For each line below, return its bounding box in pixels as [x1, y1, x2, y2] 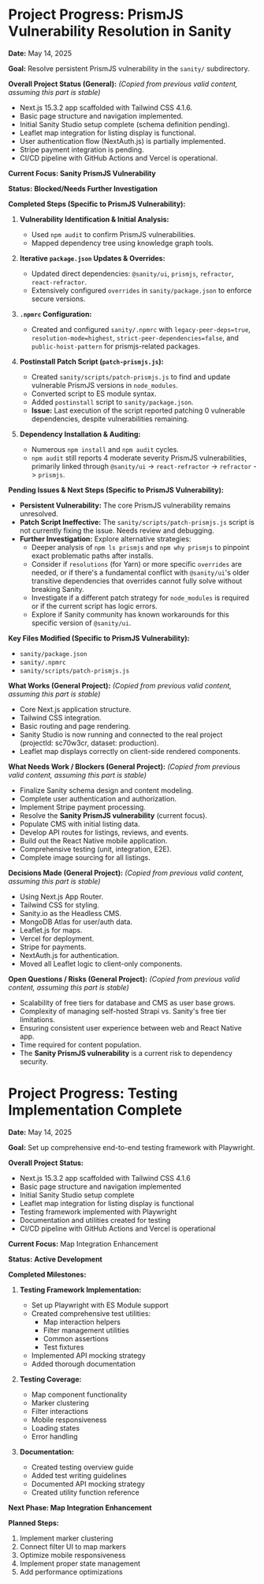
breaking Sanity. [31, 584, 84, 594]
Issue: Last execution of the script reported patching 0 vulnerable [31, 405, 246, 415]
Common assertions [43, 1333, 109, 1343]
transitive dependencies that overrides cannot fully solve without [31, 575, 243, 586]
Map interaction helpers [43, 1317, 121, 1326]
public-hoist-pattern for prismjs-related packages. [31, 341, 201, 351]
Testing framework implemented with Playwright [19, 1207, 177, 1216]
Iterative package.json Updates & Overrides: [19, 253, 165, 262]
